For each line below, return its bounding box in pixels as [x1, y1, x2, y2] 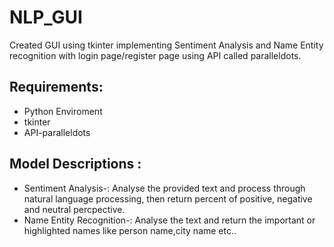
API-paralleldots [23, 126, 91, 138]
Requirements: [9, 79, 104, 96]
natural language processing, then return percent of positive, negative [23, 192, 313, 205]
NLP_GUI [9, 6, 83, 29]
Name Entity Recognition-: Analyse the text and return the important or [23, 214, 316, 226]
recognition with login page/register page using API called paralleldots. [9, 49, 302, 61]
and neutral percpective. [23, 203, 126, 215]
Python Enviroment [23, 105, 103, 117]
